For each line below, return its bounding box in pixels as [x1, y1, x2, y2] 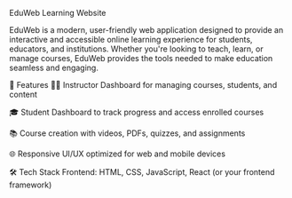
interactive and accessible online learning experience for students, [9, 35, 253, 44]
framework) [9, 179, 52, 190]
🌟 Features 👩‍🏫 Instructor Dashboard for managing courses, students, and [9, 80, 278, 90]
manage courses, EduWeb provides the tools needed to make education [9, 53, 273, 63]
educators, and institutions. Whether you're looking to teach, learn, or [9, 44, 264, 54]
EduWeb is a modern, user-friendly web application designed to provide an [9, 25, 284, 35]
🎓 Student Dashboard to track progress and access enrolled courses [9, 107, 264, 117]
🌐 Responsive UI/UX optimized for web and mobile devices [9, 148, 226, 159]
